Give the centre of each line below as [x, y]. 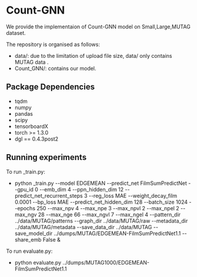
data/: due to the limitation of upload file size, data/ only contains [93, 56]
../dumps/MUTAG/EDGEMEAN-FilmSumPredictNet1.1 [117, 233]
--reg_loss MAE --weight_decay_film [133, 195]
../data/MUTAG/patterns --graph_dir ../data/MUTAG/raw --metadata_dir [101, 221]
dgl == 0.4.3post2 [36, 139]
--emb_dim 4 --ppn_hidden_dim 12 [81, 189]
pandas [24, 113]
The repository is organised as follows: [53, 44]
